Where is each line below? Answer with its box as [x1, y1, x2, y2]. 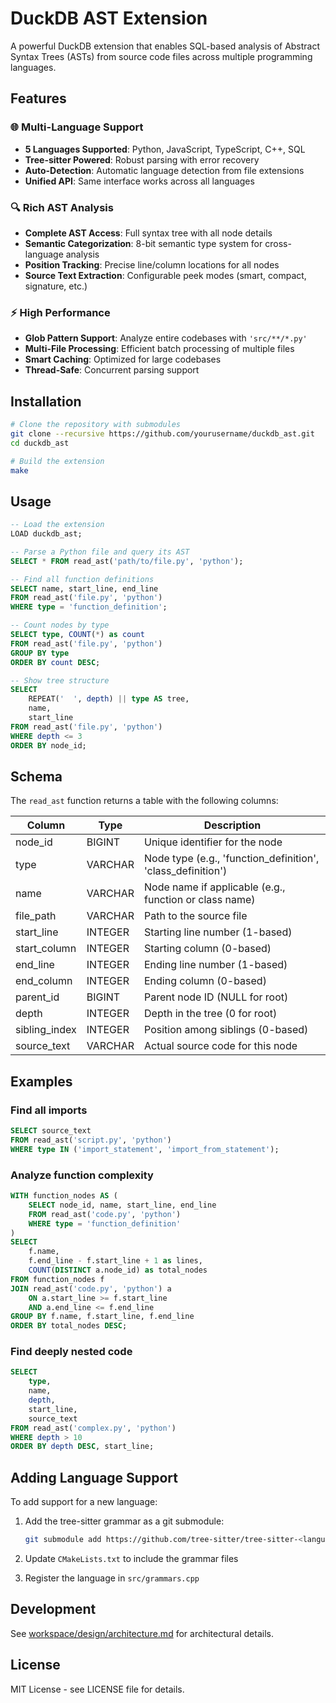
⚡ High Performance [10, 305, 111, 319]
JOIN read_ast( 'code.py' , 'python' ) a [10, 1283, 172, 1294]
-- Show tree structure [10, 675, 110, 686]
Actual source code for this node [144, 1039, 298, 1053]
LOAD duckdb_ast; [10, 529, 83, 539]
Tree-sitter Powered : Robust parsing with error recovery [24, 153, 260, 166]
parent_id [15, 990, 60, 1004]
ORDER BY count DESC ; [10, 657, 101, 667]
